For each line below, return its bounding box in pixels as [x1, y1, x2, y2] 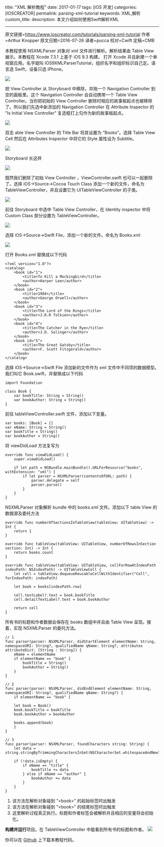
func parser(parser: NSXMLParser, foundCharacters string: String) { [5, 742, 150, 746]
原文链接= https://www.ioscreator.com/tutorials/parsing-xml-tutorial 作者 [5, 31, 150, 37]
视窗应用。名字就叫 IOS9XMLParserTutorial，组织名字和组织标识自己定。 [5, 60, 151, 66]
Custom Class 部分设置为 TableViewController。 [5, 213, 102, 218]
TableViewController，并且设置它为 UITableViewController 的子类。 [5, 187, 140, 193]
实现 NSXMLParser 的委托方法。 [13, 625, 79, 631]
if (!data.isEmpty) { [14, 759, 58, 764]
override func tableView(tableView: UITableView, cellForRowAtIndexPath [5, 563, 156, 568]
